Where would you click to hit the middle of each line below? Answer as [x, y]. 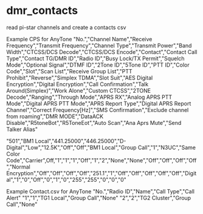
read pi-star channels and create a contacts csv [66, 27]
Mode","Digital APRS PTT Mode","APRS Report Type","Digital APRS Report [99, 103]
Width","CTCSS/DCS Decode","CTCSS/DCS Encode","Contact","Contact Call [102, 52]
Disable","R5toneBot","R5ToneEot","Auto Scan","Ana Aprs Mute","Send [94, 122]
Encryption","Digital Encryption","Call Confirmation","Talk [77, 84]
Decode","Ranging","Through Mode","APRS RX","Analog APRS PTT [89, 97]
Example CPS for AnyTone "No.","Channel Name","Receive [79, 39]
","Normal [18, 167]
